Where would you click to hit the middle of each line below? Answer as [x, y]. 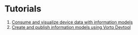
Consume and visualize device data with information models [72, 22]
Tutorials [23, 9]
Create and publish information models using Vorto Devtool [71, 27]
